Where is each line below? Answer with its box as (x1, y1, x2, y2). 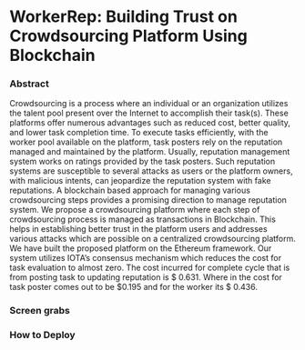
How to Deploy (9, 329, 76, 342)
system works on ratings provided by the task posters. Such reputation (9, 156, 276, 167)
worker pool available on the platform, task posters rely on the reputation (9, 136, 283, 147)
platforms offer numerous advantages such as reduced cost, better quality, (9, 117, 291, 128)
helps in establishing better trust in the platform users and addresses (9, 224, 268, 235)
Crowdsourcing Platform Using (9, 25, 248, 46)
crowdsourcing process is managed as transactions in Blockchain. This (9, 214, 276, 225)
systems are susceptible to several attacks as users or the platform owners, (9, 165, 293, 176)
